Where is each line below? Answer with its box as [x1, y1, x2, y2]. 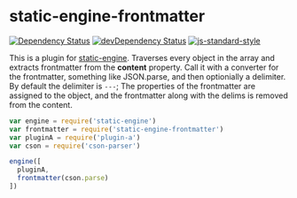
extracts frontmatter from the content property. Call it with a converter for [9, 62, 279, 72]
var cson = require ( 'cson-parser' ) [9, 141, 141, 150]
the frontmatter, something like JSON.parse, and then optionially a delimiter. [9, 71, 286, 81]
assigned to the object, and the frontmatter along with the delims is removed [9, 90, 288, 101]
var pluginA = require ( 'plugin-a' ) [9, 133, 141, 142]
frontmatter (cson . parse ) [17, 174, 109, 183]
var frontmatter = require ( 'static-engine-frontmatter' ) [9, 125, 224, 133]
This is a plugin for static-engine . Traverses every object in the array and [9, 52, 275, 63]
